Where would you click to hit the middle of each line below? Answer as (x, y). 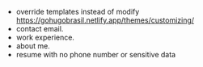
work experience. (45, 37)
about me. (33, 46)
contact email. (40, 29)
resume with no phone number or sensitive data (96, 54)
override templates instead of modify (78, 12)
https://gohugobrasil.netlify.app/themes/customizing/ (105, 20)
